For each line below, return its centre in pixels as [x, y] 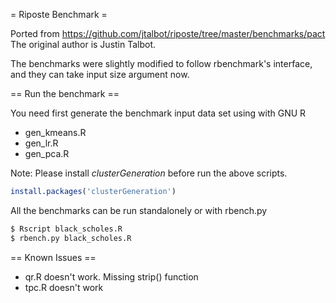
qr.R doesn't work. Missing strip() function [111, 276]
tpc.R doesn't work [64, 287]
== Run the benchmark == [65, 93]
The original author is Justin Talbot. [83, 44]
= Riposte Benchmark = [59, 14]
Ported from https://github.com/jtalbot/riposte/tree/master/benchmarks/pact [168, 33]
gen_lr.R [41, 143]
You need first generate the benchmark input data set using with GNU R [158, 113]
